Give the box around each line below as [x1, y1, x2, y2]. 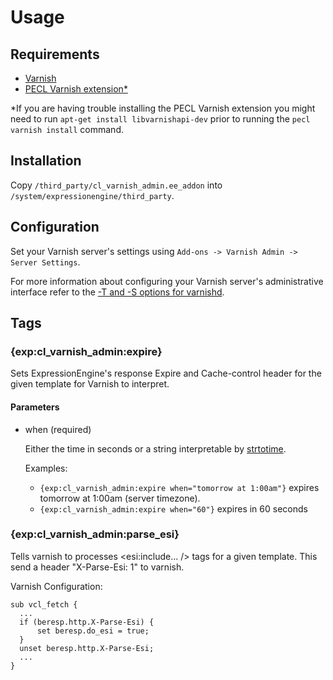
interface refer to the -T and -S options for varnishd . [10, 286, 225, 298]
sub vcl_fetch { [10, 599, 78, 610]
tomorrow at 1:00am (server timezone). [39, 492, 201, 504]
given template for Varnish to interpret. [10, 378, 170, 390]
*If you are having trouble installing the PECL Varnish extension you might [10, 102, 316, 114]
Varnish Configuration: [10, 580, 103, 592]
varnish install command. [10, 124, 124, 135]
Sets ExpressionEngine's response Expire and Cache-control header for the [10, 367, 322, 380]
